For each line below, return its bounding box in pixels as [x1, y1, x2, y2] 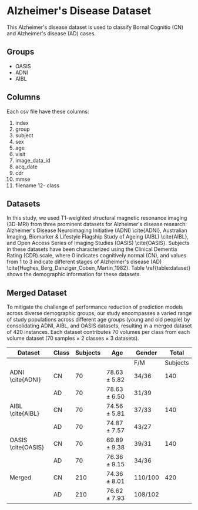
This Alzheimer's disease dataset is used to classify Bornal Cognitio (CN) [6, 24, 184, 31]
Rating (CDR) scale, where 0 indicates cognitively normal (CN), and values [6, 252, 187, 259]
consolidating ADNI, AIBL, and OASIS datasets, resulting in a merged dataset [6, 322, 192, 329]
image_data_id [15, 157, 51, 164]
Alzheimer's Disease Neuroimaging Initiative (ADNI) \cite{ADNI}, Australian [6, 227, 187, 234]
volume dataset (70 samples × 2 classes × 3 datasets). [6, 335, 140, 342]
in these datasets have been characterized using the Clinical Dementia [6, 246, 177, 253]
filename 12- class [15, 181, 60, 189]
